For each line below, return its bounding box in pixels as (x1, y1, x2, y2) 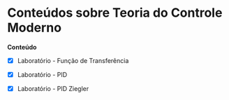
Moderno (7, 20, 61, 36)
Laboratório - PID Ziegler (17, 85, 89, 93)
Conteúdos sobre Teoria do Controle (7, 5, 223, 21)
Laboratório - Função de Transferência (17, 56, 129, 64)
